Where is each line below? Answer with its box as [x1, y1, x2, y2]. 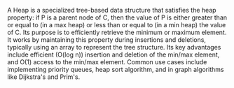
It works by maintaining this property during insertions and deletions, [7, 36, 207, 44]
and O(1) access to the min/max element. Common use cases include [7, 58, 207, 66]
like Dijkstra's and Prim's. [7, 73, 81, 81]
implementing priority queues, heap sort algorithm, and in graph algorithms [7, 66, 224, 73]
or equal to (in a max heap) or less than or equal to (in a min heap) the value [7, 21, 226, 29]
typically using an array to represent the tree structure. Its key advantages [7, 43, 221, 51]
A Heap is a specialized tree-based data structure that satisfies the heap [7, 6, 216, 14]
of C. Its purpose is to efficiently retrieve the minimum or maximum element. [7, 28, 227, 36]
